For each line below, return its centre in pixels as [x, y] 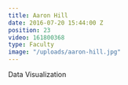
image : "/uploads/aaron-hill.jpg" [65, 52]
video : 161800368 [37, 37]
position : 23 [29, 30]
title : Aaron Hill [38, 15]
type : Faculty [31, 45]
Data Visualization [37, 74]
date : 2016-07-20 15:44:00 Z [56, 23]
